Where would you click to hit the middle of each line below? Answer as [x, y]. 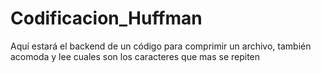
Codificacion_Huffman [106, 18]
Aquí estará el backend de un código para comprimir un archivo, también [161, 46]
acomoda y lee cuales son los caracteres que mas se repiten [135, 56]
